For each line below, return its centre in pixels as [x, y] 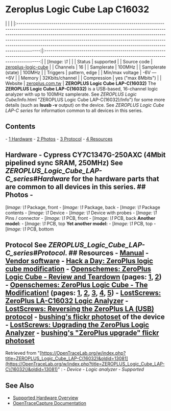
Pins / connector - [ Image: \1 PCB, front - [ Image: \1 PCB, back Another [80, 218]
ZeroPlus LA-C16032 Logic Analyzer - [67, 301]
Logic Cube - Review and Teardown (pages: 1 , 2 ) [83, 277]
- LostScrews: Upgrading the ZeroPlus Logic [77, 325]
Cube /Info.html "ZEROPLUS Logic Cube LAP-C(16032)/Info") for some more [85, 99]
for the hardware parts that [115, 179]
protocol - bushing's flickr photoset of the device [85, 317]
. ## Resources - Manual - [107, 253]
